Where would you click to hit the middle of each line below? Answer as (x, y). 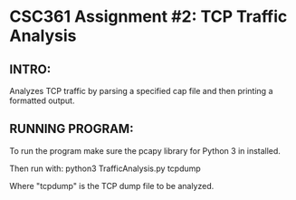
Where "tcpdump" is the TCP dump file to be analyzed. (112, 186)
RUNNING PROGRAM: (72, 129)
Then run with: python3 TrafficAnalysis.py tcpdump (105, 168)
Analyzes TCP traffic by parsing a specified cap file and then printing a (141, 91)
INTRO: (30, 69)
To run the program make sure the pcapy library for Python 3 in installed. (145, 150)
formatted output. (42, 100)
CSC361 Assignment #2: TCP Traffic (148, 17)
